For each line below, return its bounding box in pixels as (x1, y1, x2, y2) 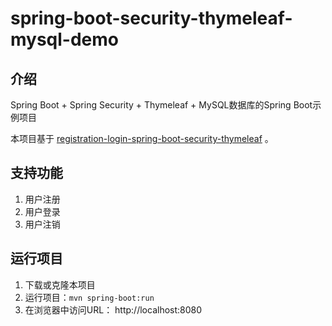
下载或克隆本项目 (24, 278, 96, 291)
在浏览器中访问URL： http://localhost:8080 (24, 303, 203, 316)
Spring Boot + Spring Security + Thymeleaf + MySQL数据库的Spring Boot (10, 99, 313, 111)
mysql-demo (10, 28, 120, 51)
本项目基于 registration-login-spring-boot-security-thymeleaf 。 (10, 133, 274, 144)
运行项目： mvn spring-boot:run (24, 291, 155, 303)
